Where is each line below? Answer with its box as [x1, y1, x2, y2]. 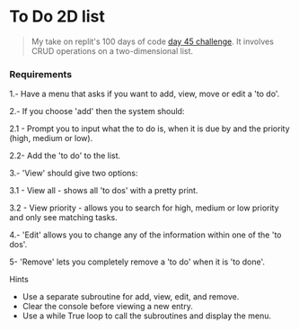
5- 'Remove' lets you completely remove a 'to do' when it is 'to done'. [9, 256, 266, 267]
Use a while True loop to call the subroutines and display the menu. [22, 310, 272, 321]
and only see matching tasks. [9, 212, 119, 223]
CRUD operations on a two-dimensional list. [31, 45, 194, 56]
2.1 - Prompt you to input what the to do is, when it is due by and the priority [9, 123, 290, 134]
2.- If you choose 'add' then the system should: [9, 106, 185, 117]
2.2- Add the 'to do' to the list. [9, 150, 121, 161]
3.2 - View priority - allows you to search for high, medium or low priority [9, 202, 280, 213]
